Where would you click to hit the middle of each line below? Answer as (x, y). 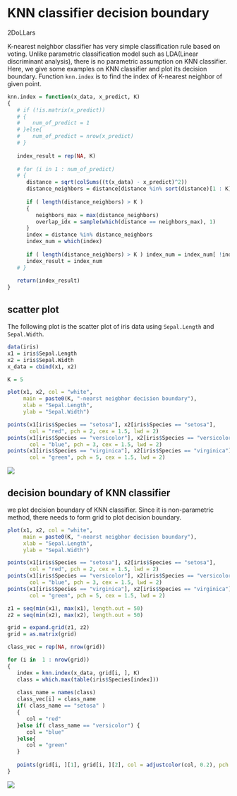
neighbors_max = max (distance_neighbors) (97, 215)
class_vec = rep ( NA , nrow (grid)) (56, 647)
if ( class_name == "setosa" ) (61, 706)
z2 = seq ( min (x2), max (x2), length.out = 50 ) (75, 615)
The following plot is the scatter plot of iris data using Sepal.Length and (111, 326)
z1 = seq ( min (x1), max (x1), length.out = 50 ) (75, 608)
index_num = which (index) (64, 242)
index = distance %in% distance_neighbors (89, 235)
